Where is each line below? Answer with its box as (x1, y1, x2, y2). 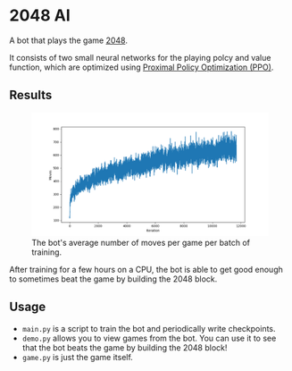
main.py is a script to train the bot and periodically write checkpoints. (21, 323, 276, 333)
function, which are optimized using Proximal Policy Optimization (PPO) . (9, 62, 274, 72)
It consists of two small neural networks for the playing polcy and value (9, 52, 271, 63)
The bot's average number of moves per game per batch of (31, 238, 250, 249)
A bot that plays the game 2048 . (9, 35, 128, 46)
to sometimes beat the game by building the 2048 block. (9, 274, 218, 284)
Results (9, 88, 53, 103)
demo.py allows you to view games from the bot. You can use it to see (21, 333, 277, 343)
